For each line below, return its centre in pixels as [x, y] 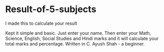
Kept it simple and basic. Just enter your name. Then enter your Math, [78, 33]
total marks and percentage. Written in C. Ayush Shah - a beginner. [75, 43]
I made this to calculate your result [41, 23]
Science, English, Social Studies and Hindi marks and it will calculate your [82, 38]
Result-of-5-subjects [51, 9]
